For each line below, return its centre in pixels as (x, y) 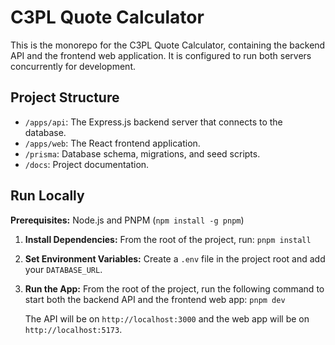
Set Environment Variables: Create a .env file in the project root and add (175, 258)
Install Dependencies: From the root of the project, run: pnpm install (168, 239)
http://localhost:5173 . (73, 329)
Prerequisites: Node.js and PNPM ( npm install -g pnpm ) (127, 220)
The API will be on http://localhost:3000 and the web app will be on (167, 318)
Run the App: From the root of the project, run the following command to (174, 288)
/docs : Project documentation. (87, 164)
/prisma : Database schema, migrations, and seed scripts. (142, 153)
